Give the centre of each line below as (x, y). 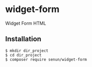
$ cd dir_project (24, 55)
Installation (23, 39)
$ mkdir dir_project (27, 51)
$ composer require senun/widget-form (46, 59)
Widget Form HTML (26, 23)
